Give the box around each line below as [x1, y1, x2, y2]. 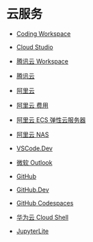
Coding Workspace [16, 29, 71, 38]
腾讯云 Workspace [16, 57, 69, 65]
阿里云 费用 [16, 101, 49, 109]
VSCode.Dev [16, 144, 53, 152]
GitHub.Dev [16, 185, 49, 194]
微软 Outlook [16, 158, 53, 166]
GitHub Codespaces [16, 199, 74, 207]
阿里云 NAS [16, 130, 49, 139]
